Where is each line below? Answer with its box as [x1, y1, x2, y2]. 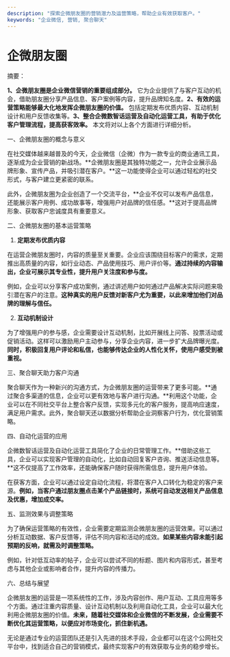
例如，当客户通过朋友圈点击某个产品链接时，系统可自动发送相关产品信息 [19, 487, 223, 495]
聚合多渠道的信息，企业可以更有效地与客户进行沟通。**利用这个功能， [12, 391, 212, 400]
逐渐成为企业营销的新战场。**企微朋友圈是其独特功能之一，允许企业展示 [7, 158, 212, 166]
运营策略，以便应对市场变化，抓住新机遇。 [30, 619, 151, 628]
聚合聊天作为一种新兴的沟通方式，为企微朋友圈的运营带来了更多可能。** [7, 383, 212, 391]
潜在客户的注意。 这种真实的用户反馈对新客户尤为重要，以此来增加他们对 [12, 291, 217, 299]
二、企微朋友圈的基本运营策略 [7, 222, 91, 230]
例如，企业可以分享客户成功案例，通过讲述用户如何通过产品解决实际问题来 [7, 282, 217, 291]
